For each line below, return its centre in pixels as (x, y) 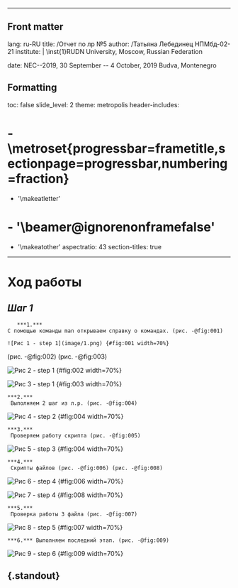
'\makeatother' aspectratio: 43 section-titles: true (89, 246)
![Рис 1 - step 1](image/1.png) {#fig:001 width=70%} (89, 343)
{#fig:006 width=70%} (91, 481)
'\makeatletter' (39, 198)
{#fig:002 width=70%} (89, 370)
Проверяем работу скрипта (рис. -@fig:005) (75, 435)
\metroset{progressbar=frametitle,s (117, 148)
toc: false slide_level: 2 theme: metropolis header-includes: (93, 104)
